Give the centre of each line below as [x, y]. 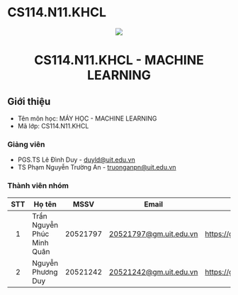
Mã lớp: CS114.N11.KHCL [53, 126]
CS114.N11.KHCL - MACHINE [119, 60]
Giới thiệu [29, 101]
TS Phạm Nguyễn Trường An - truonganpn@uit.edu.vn [97, 167]
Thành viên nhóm [38, 186]
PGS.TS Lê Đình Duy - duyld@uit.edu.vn [76, 160]
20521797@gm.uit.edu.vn [153, 233]
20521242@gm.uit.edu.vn [153, 272]
